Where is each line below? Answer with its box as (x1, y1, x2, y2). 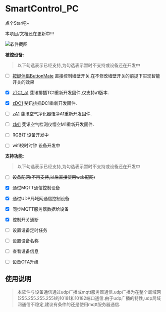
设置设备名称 (12, 237, 39, 243)
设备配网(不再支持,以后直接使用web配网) (12, 174, 95, 180)
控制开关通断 (12, 217, 39, 223)
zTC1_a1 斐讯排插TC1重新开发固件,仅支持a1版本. (12, 90, 109, 95)
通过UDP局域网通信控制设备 (12, 195, 70, 201)
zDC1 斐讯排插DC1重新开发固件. (12, 100, 77, 106)
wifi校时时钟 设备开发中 (12, 143, 60, 149)
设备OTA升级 (12, 259, 39, 265)
